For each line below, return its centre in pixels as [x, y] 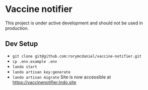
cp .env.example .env [35, 61]
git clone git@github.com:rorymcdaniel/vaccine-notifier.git [77, 56]
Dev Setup [22, 44]
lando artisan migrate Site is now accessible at [62, 77]
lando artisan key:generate [41, 72]
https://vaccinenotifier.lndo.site [44, 82]
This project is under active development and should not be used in [74, 23]
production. [17, 28]
